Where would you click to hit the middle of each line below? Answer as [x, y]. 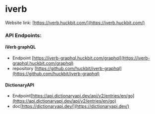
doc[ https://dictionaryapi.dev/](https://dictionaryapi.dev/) [71, 106]
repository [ [24, 69]
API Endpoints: [24, 35]
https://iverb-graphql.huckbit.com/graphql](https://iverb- [92, 58]
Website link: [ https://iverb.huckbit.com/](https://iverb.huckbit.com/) [75, 23]
